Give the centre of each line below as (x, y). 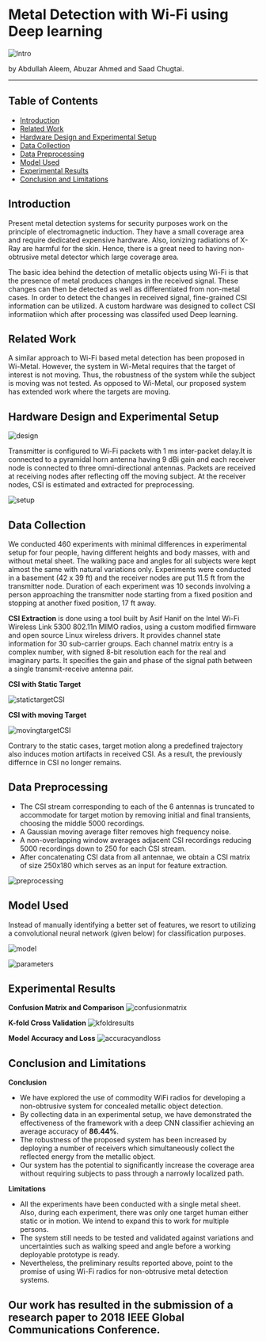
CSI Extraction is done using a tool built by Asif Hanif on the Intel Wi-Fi (124, 618)
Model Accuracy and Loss (52, 1039)
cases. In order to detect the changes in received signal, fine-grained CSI (128, 297)
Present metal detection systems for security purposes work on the (118, 223)
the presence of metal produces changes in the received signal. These (123, 280)
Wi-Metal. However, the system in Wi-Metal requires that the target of (122, 367)
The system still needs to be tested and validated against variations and (137, 1238)
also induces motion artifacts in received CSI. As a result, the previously (125, 754)
